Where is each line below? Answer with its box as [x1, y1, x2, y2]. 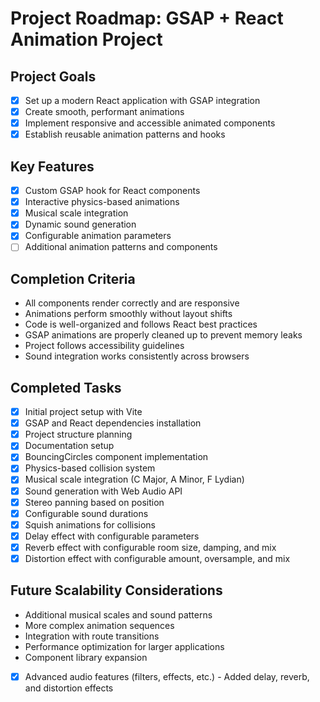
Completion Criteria [10, 270, 136, 287]
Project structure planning [24, 428, 133, 441]
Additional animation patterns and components [24, 241, 218, 253]
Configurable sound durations [24, 507, 149, 519]
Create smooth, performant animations [24, 106, 185, 118]
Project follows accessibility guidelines [24, 340, 185, 352]
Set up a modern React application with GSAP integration [24, 95, 261, 106]
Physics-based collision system [24, 462, 156, 474]
